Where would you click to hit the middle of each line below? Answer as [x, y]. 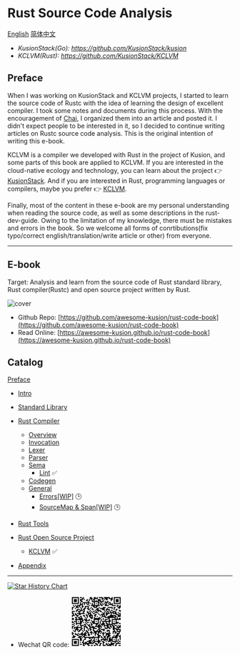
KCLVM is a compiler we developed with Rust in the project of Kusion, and [116, 154]
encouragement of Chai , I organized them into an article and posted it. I [112, 118]
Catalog [25, 362]
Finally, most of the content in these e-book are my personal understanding [119, 205]
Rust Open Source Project [56, 538]
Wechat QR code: [44, 645]
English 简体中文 [31, 34]
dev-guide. [24, 220]
